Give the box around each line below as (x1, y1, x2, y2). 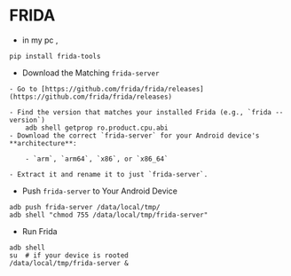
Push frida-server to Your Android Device (21, 185, 177, 196)
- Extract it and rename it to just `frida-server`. (9, 170, 208, 178)
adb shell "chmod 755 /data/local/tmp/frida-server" (9, 210, 208, 219)
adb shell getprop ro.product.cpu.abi (25, 123, 169, 132)
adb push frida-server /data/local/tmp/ (9, 202, 161, 211)
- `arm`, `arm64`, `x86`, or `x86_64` (25, 154, 169, 163)
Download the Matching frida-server (21, 67, 160, 78)
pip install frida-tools (9, 51, 101, 60)
